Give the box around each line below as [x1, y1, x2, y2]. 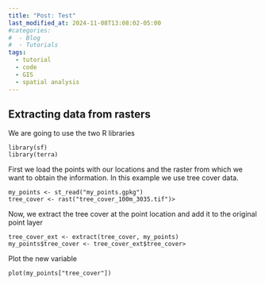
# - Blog [8, 33, 41, 42]
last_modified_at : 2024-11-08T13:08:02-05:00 [8, 19, 161, 27]
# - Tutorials [8, 41, 59, 49]
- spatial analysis [15, 78, 80, 86]
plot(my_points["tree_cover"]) [8, 269, 112, 278]
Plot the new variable [8, 254, 78, 264]
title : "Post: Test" [8, 11, 77, 20]
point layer [8, 218, 44, 227]
